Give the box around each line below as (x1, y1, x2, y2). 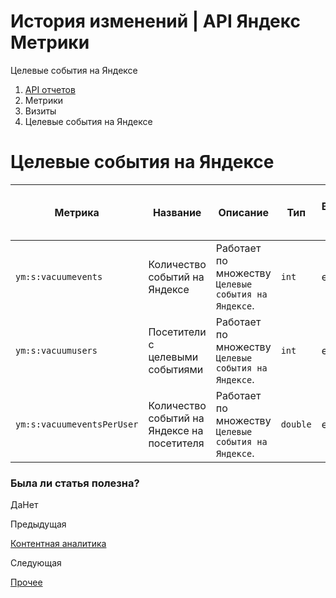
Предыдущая (10, 518, 67, 530)
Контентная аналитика (10, 538, 107, 550)
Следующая (10, 557, 62, 569)
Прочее (10, 576, 43, 589)
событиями (148, 362, 204, 376)
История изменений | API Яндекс (10, 10, 301, 33)
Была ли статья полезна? (10, 476, 140, 490)
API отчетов (24, 83, 76, 95)
